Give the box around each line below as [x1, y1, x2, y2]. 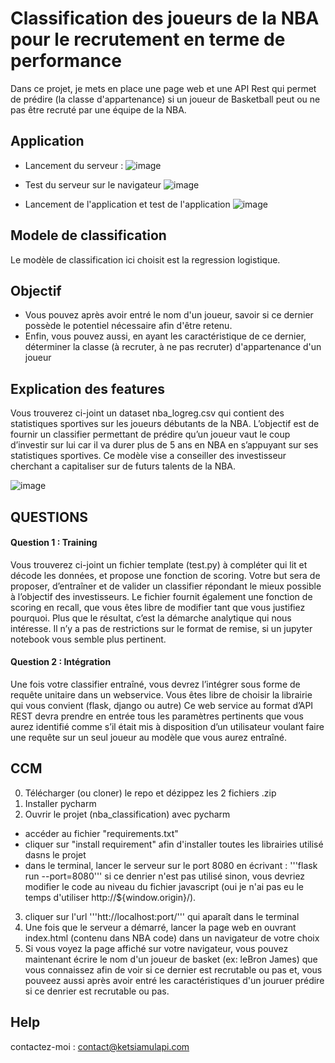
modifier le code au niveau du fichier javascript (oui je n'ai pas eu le [24, 880, 304, 892]
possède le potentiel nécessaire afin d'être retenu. [24, 320, 233, 332]
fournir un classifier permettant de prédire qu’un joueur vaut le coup [10, 428, 291, 441]
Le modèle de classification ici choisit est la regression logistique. [10, 253, 281, 266]
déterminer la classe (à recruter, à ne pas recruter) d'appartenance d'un [24, 341, 322, 353]
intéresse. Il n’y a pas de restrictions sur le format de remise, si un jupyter [10, 622, 313, 634]
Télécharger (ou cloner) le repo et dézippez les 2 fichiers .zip [24, 787, 277, 799]
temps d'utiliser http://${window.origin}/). [24, 891, 197, 903]
